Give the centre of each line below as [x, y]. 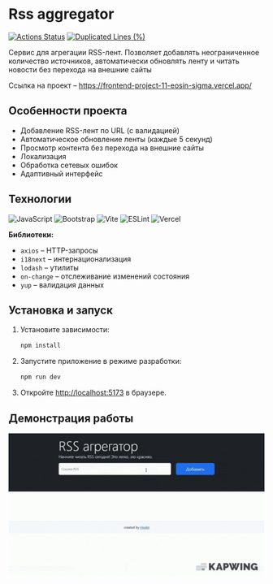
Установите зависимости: [65, 330]
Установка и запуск [61, 310]
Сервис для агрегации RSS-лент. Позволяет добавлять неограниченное [134, 52]
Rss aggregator [61, 14]
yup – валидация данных [62, 284]
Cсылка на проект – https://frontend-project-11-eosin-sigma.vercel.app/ [130, 85]
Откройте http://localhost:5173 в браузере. [93, 393]
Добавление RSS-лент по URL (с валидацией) [100, 130]
